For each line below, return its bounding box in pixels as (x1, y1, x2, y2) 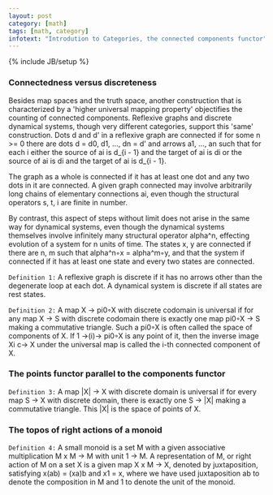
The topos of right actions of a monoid (8, 424, 162, 435)
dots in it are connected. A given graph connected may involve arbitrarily (8, 180, 253, 190)
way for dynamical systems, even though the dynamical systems (8, 222, 225, 231)
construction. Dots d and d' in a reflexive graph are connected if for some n (8, 130, 261, 140)
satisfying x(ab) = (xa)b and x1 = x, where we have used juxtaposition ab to (8, 468, 260, 479)
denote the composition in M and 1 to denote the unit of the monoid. (8, 477, 236, 487)
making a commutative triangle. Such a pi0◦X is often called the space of (8, 322, 253, 332)
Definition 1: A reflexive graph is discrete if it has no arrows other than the (8, 272, 262, 282)
